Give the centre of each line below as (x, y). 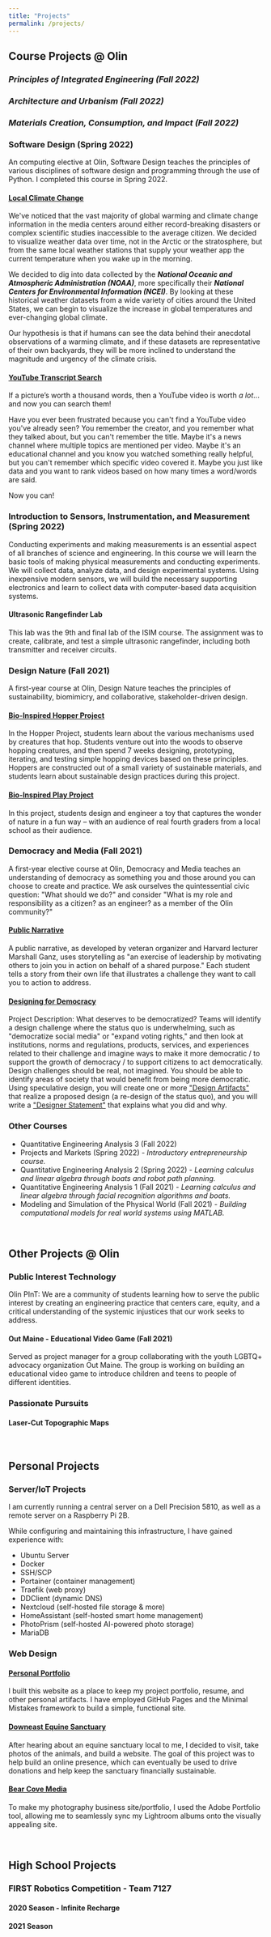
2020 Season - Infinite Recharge (64, 1908)
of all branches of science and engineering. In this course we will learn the (133, 553)
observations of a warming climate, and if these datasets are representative (134, 342)
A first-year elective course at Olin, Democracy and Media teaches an (125, 869)
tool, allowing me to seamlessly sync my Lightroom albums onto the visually (135, 1816)
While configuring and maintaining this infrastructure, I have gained (121, 1531)
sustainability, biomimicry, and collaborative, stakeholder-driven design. (128, 697)
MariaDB (35, 1633)
